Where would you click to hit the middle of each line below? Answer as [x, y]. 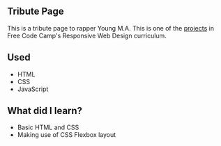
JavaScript [33, 89]
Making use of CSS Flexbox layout [67, 135]
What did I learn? [45, 111]
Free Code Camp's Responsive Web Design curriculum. [87, 35]
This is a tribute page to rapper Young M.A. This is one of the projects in [111, 28]
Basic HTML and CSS [48, 127]
